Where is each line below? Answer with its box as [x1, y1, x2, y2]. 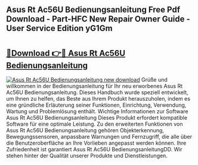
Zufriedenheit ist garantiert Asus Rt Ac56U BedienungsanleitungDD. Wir [6, 146, 183, 152]
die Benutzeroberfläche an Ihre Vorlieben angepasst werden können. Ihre [6, 139, 187, 147]
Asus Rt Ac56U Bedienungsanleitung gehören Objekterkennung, [6, 127, 164, 133]
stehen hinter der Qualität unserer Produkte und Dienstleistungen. [6, 152, 168, 159]
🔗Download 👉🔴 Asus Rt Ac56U [6, 48, 126, 58]
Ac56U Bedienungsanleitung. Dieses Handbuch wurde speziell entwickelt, [6, 89, 188, 96]
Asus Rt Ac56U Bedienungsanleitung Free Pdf [6, 5, 181, 15]
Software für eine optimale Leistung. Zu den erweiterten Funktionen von [6, 120, 183, 127]
